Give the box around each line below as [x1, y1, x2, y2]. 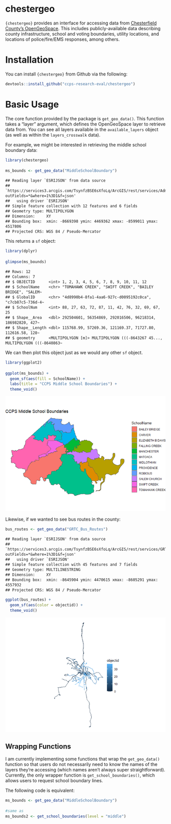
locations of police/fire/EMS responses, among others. [5, 36, 120, 42]
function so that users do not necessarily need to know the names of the [5, 761, 158, 767]
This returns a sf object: [5, 238, 56, 244]
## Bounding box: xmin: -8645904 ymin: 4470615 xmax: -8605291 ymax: [5, 577, 158, 583]
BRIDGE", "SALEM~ [5, 289, 42, 295]
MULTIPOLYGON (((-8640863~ [5, 340, 63, 346]
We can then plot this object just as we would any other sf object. [5, 349, 143, 355]
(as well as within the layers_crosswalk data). [5, 132, 101, 138]
